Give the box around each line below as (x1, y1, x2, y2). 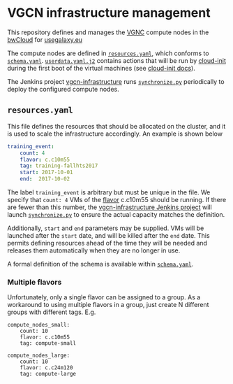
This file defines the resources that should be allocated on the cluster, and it (7, 122, 226, 130)
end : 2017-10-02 (20, 176, 70, 183)
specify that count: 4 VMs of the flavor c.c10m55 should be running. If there (7, 196, 227, 204)
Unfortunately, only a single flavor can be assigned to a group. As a (7, 293, 201, 301)
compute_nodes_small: (7, 322, 70, 329)
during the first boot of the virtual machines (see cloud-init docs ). (7, 64, 195, 72)
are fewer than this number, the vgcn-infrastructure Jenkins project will (7, 203, 212, 211)
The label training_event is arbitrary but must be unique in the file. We (7, 188, 211, 197)
